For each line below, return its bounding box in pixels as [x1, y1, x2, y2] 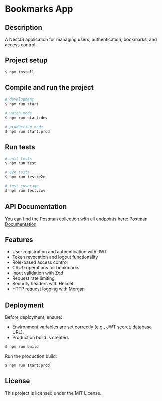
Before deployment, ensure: [5, 314, 62, 320]
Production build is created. [12, 335, 69, 341]
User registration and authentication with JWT [12, 249, 107, 255]
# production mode [5, 124, 43, 129]
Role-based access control [12, 259, 68, 265]
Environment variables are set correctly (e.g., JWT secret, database [12, 324, 152, 330]
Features [5, 236, 33, 244]
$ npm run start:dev [5, 115, 48, 121]
